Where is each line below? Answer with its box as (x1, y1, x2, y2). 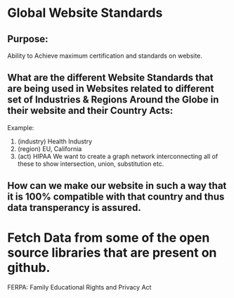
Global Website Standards (7, 5, 163, 21)
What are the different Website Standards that (7, 72, 214, 84)
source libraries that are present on (7, 245, 217, 261)
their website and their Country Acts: (7, 105, 174, 117)
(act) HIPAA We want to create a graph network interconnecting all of (17, 152, 219, 160)
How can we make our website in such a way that (7, 180, 227, 192)
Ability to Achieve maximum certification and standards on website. (7, 51, 202, 60)
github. (7, 260, 51, 276)
